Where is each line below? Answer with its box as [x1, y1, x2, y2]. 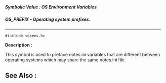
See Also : [5, 71, 37, 80]
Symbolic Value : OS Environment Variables [5, 4, 97, 10]
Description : [5, 42, 33, 48]
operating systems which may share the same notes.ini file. [5, 57, 126, 63]
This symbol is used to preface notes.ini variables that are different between [5, 52, 160, 58]
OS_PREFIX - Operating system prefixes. [5, 16, 90, 22]
